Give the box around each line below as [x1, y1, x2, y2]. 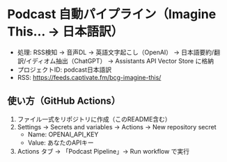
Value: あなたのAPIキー [27, 138, 94, 147]
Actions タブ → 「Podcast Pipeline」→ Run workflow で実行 [17, 147, 190, 155]
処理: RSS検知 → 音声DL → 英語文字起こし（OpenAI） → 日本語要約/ [17, 48, 214, 56]
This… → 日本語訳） [7, 24, 124, 40]
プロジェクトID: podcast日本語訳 [17, 65, 112, 74]
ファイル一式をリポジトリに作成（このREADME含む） [17, 115, 172, 123]
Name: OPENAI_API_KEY [27, 130, 99, 138]
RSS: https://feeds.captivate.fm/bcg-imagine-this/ [17, 73, 162, 81]
